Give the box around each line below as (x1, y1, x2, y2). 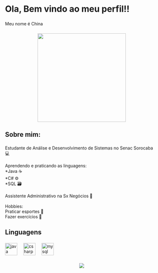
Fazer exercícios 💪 (5, 214, 42, 220)
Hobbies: (5, 204, 23, 210)
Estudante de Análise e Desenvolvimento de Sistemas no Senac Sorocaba (5, 145, 153, 151)
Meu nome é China (5, 21, 43, 27)
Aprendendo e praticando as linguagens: (5, 163, 87, 169)
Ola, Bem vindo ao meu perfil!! (5, 3, 130, 15)
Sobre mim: (5, 130, 41, 139)
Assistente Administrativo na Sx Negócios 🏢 (5, 193, 93, 199)
